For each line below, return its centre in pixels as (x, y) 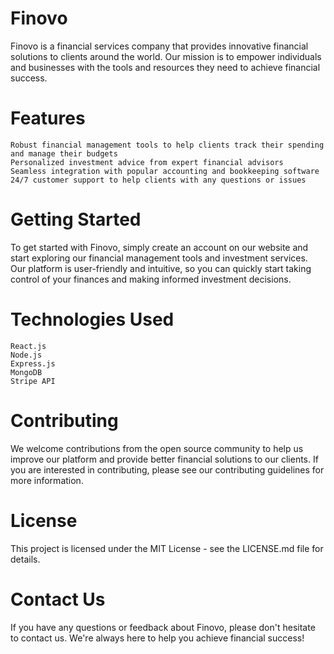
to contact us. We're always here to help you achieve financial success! (157, 638)
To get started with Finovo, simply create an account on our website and (159, 247)
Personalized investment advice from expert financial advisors (147, 162)
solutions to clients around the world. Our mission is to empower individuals (166, 56)
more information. (47, 480)
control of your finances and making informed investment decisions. (151, 279)
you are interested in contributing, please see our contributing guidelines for (167, 469)
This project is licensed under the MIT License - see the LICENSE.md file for (167, 548)
